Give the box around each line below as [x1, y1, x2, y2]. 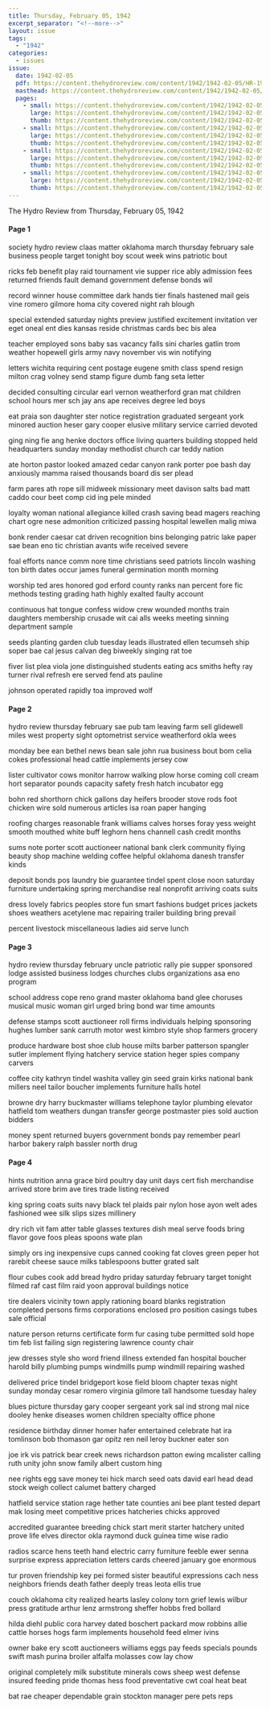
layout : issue [8, 27, 56, 35]
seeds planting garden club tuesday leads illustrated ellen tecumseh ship [8, 637, 250, 646]
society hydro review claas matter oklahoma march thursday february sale [8, 242, 255, 252]
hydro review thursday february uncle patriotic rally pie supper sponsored [8, 960, 253, 970]
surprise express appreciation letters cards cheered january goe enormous [8, 1554, 257, 1564]
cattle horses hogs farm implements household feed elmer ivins [8, 1627, 219, 1637]
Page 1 [8, 225, 31, 234]
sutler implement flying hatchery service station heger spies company [8, 1050, 240, 1059]
